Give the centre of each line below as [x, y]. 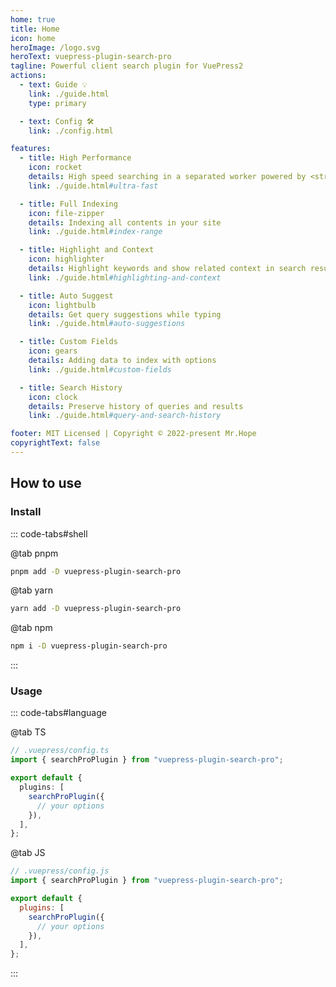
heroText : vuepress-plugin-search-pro [91, 57]
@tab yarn [31, 590]
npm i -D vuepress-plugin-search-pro [89, 646]
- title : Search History [71, 387]
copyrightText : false [55, 443]
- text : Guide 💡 [53, 85]
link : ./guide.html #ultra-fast [93, 186]
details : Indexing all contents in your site [125, 222]
